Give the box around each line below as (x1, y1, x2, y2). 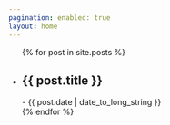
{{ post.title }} (21, 72, 104, 88)
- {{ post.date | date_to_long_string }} (21, 97, 162, 108)
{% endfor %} (21, 106, 75, 118)
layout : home (8, 22, 58, 31)
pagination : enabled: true (8, 13, 111, 23)
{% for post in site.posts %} (21, 46, 126, 57)
